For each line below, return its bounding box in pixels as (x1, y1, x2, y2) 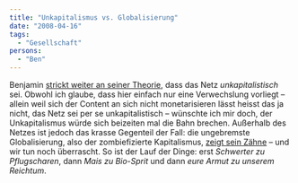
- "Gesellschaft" (17, 38, 83, 48)
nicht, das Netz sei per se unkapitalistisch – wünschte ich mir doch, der (9, 109, 273, 118)
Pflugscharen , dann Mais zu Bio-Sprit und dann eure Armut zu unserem (9, 156, 276, 166)
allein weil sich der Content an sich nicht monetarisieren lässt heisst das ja (9, 99, 285, 109)
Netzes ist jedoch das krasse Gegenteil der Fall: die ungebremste (9, 127, 250, 137)
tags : (9, 30, 30, 39)
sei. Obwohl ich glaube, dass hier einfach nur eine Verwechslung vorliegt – (9, 89, 285, 100)
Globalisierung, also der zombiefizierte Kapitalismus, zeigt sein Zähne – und (9, 136, 290, 147)
